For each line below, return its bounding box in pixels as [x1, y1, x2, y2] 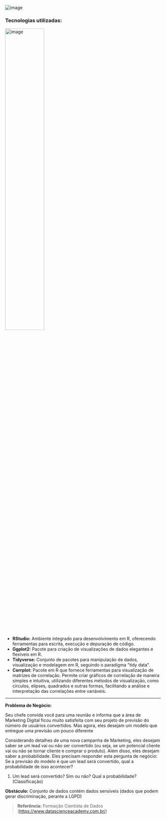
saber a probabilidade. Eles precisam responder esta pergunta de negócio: [5, 753, 158, 759]
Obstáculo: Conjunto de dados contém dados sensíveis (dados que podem [5, 788, 159, 794]
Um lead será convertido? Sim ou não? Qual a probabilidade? [12, 773, 137, 779]
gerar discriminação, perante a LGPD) [5, 793, 82, 799]
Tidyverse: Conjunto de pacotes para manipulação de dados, [12, 657, 138, 663]
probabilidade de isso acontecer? [5, 764, 73, 770]
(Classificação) [12, 778, 43, 784]
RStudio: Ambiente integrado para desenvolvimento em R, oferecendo [12, 636, 156, 642]
